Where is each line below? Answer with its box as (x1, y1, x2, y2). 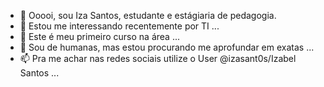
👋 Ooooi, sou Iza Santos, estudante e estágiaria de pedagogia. (19, 10, 277, 21)
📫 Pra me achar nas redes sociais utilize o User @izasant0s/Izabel (19, 53, 297, 64)
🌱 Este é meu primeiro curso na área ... (19, 31, 181, 42)
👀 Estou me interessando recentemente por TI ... (19, 20, 220, 32)
